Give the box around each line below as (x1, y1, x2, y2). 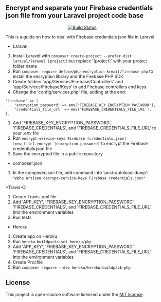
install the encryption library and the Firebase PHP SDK (12, 73, 124, 79)
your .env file (12, 130, 39, 136)
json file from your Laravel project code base (5, 12, 144, 20)
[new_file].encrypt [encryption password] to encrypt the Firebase (12, 140, 148, 146)
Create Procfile (12, 259, 43, 265)
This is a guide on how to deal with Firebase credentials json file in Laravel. (5, 34, 156, 39)
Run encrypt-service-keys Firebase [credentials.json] (12, 135, 126, 141)
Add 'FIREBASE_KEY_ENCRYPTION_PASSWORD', (12, 119, 112, 126)
